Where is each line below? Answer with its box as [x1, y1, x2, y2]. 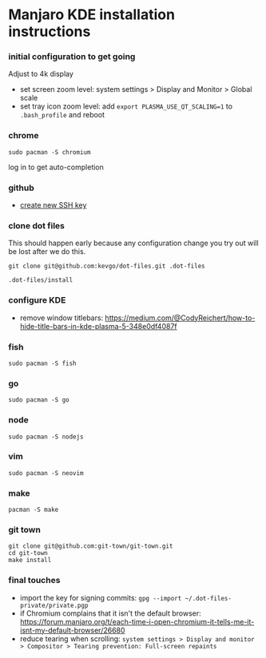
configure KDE [8, 295, 66, 306]
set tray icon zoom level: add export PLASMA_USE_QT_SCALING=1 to [19, 101, 233, 111]
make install [8, 557, 52, 565]
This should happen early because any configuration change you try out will [8, 238, 259, 248]
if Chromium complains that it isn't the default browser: [19, 608, 201, 618]
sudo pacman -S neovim [8, 469, 84, 477]
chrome [8, 130, 39, 141]
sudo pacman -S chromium [8, 148, 91, 157]
